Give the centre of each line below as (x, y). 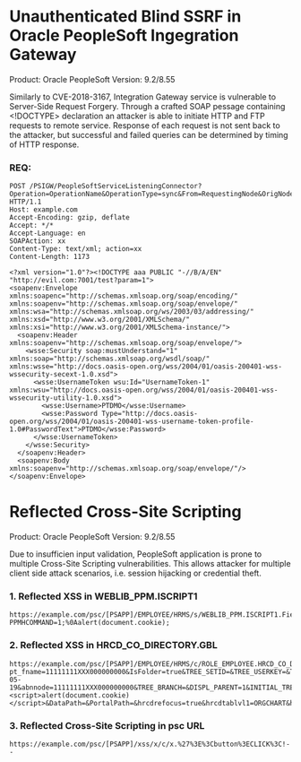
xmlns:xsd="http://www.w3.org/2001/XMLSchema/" (100, 320)
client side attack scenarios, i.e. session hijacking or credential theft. (135, 573)
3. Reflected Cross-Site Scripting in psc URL (107, 725)
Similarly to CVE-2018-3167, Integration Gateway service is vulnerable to (142, 97)
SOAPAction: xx (38, 241)
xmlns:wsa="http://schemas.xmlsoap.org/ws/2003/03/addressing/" (132, 312)
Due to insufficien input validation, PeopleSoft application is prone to (136, 554)
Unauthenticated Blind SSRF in (125, 17)
